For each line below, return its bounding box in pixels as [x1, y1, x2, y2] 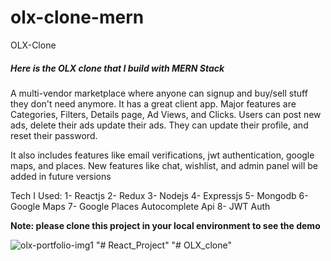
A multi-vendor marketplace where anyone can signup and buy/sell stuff [10, 87, 308, 99]
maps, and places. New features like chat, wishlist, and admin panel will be [10, 159, 318, 171]
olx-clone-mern [10, 6, 145, 29]
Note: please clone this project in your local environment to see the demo [10, 219, 321, 231]
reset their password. [10, 129, 98, 141]
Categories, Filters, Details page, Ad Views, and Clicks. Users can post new [10, 108, 322, 120]
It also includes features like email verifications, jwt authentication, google [10, 149, 315, 161]
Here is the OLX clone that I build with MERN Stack [10, 62, 225, 74]
